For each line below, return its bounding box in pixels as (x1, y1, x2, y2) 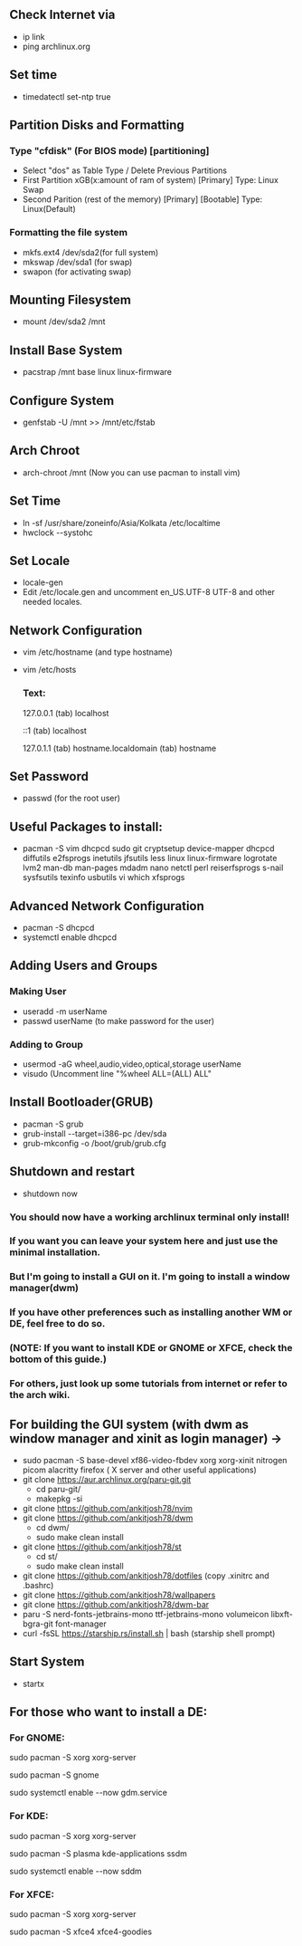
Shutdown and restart (9, 1164, 136, 1180)
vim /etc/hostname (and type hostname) (22, 647, 174, 657)
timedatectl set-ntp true (22, 91, 111, 102)
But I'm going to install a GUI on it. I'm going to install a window (9, 1270, 291, 1283)
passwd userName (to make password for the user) (22, 1015, 215, 1026)
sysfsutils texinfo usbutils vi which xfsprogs (22, 872, 185, 883)
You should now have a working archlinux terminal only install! (9, 1211, 290, 1223)
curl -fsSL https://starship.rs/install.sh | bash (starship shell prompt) (22, 1627, 276, 1638)
